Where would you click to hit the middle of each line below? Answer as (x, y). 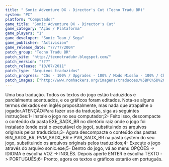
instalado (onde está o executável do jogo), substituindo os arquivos (76, 127)
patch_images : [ (22, 80)
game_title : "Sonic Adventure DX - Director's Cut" (60, 24)
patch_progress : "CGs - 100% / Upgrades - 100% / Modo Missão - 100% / (82, 76)
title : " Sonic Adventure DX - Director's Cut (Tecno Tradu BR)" (75, 10)
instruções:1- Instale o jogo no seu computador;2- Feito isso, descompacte (83, 116)
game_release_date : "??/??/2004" (40, 47)
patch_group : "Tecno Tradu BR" (38, 52)
